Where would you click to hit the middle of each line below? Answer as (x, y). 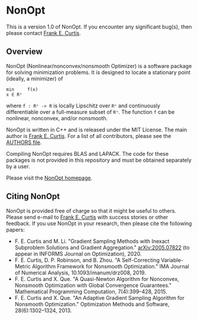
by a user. (18, 166)
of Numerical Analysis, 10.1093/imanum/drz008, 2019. (80, 273)
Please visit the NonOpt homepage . (49, 178)
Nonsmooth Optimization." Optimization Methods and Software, (92, 304)
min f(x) (22, 89)
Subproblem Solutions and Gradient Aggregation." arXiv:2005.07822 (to (102, 247)
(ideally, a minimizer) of (35, 78)
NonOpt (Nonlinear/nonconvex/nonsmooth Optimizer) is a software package (99, 66)
